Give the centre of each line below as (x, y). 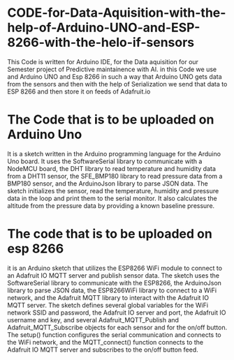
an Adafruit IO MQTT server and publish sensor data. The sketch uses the (114, 275)
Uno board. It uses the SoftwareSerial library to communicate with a (105, 161)
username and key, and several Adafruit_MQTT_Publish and (93, 320)
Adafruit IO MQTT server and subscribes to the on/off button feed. (103, 350)
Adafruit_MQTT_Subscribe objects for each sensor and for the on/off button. (117, 327)
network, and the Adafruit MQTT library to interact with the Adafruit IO (108, 297)
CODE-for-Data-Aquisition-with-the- (117, 13)
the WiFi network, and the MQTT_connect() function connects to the (105, 342)
